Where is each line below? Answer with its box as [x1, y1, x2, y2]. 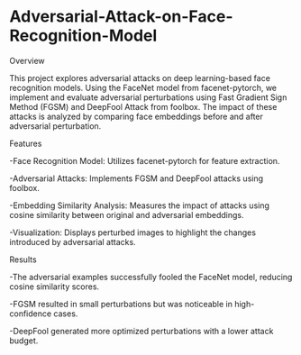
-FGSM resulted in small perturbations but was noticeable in [9, 298, 233, 309]
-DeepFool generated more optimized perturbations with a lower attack [9, 325, 274, 336]
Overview [9, 55, 45, 66]
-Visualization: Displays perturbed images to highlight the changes [9, 227, 257, 238]
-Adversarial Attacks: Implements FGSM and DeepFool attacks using [9, 173, 264, 184]
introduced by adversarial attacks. [9, 236, 137, 247]
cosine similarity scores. [9, 281, 100, 292]
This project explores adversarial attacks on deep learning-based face [9, 72, 270, 83]
